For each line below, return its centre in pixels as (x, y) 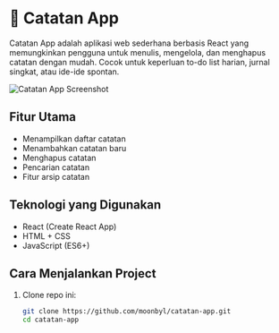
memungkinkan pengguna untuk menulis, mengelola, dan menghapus (138, 52)
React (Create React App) (69, 226)
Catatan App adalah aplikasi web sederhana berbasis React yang (129, 43)
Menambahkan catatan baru (74, 148)
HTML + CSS (46, 235)
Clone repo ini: (49, 295)
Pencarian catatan (56, 167)
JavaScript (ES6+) (56, 245)
